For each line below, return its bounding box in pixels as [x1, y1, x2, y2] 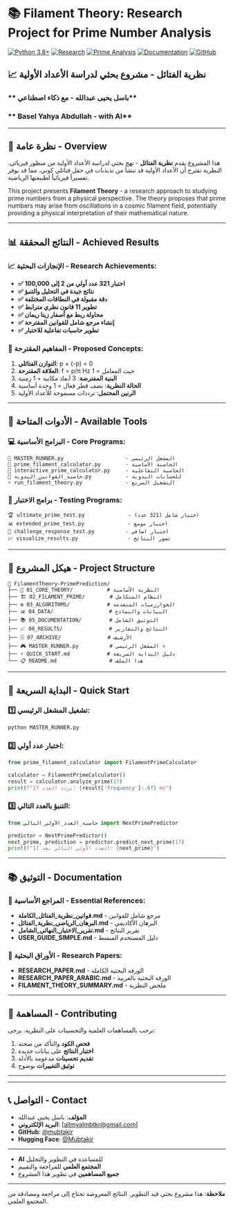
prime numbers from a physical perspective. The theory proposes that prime [8, 195, 226, 203]
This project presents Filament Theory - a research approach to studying [8, 187, 217, 195]
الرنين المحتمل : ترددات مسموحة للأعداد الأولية [17, 389, 136, 397]
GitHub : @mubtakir [17, 1128, 73, 1136]
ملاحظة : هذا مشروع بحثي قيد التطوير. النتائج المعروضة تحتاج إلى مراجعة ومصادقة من [8, 1189, 225, 1197]
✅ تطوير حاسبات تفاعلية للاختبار [17, 326, 100, 334]
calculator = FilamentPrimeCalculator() [8, 771, 127, 779]
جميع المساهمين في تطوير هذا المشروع [17, 1169, 120, 1177]
